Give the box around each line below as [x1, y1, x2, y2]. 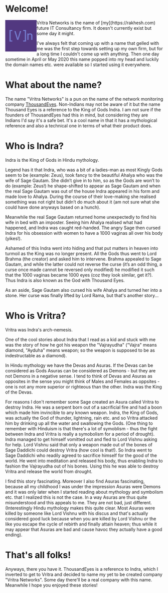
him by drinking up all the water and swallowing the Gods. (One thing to [5, 420, 153, 426]
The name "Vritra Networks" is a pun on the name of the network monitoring [5, 96, 163, 102]
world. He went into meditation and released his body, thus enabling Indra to [5, 457, 163, 464]
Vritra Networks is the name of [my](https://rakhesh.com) [37, 20, 155, 26]
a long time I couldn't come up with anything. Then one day [37, 51, 159, 57]
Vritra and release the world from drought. [5, 468, 93, 474]
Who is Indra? [5, 141, 64, 152]
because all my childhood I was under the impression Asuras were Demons [5, 483, 161, 489]
